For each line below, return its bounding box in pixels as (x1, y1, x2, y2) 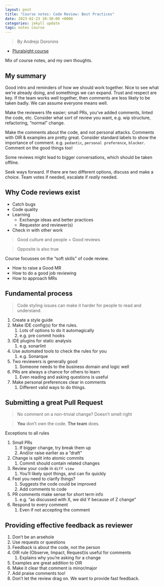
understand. (17, 308, 42, 313)
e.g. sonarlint (19, 343, 46, 349)
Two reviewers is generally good (12, 358, 78, 364)
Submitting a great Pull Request (5, 398, 103, 407)
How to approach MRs (12, 275, 58, 281)
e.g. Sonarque (19, 353, 48, 359)
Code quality (12, 206, 38, 212)
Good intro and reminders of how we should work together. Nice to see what (5, 84, 159, 90)
